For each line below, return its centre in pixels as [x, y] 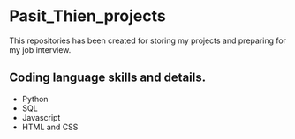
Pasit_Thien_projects [87, 16]
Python [35, 99]
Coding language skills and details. [108, 78]
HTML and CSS [50, 127]
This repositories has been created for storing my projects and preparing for [148, 40]
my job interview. [40, 49]
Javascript [41, 117]
